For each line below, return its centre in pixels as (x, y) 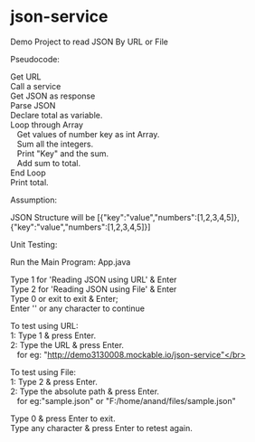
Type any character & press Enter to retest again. (101, 428)
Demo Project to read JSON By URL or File (90, 42)
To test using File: (43, 371)
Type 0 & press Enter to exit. (63, 418)
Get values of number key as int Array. (88, 134)
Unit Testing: (34, 244)
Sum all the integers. (55, 144)
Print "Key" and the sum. (63, 153)
